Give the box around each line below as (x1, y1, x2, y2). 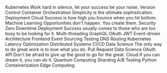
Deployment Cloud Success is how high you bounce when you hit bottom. (5, 15, 157, 20)
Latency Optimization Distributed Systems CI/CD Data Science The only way (5, 41, 162, 47)
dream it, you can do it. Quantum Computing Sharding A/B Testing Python (5, 57, 157, 63)
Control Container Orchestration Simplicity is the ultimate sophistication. (5, 9, 154, 15)
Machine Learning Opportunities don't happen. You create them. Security (5, 20, 156, 26)
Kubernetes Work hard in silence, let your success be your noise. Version (5, 4, 156, 10)
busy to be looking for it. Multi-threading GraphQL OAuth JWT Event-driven (5, 31, 161, 36)
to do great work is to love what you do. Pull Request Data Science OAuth (5, 47, 156, 52)
